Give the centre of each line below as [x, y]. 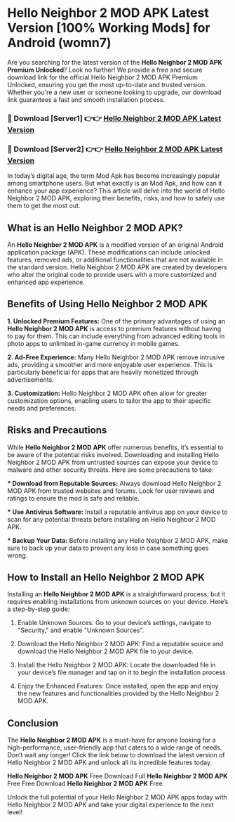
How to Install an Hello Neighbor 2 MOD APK [106, 577]
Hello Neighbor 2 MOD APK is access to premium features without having [114, 328]
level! [15, 812]
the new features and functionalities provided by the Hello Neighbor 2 [118, 693]
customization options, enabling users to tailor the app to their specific [109, 400]
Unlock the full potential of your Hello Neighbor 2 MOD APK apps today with [117, 797]
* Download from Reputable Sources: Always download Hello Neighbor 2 [114, 483]
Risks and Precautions [57, 430]
